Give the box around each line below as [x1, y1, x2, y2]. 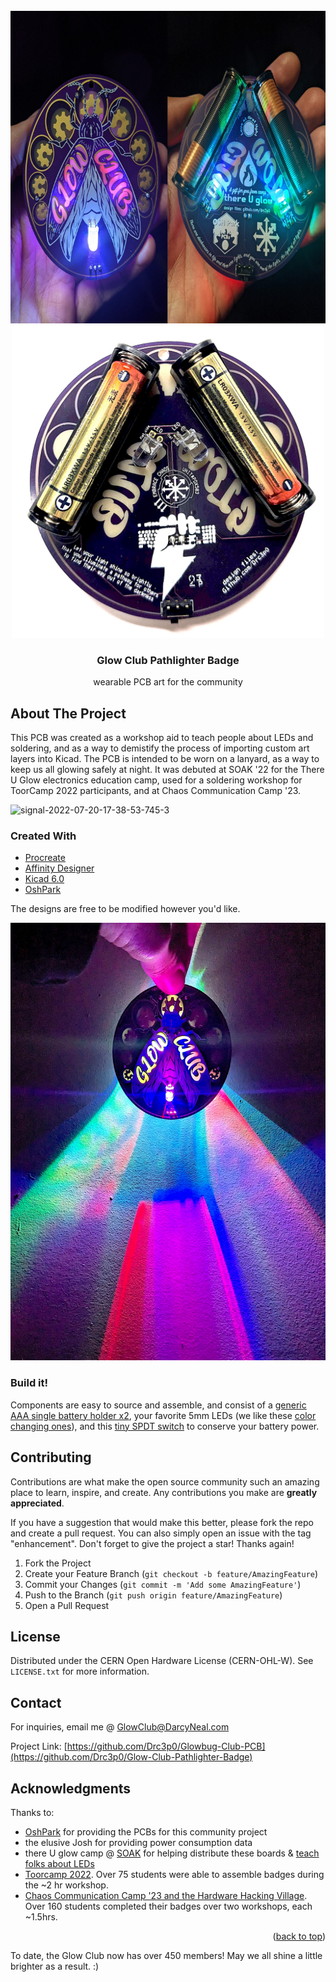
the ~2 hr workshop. [24, 1879, 109, 1891]
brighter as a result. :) [10, 1960, 100, 1972]
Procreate [24, 852, 66, 864]
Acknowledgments [10, 1780, 132, 1797]
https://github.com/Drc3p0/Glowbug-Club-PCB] [66, 1740, 266, 1753]
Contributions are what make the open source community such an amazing [10, 1475, 320, 1488]
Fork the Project [24, 1557, 92, 1569]
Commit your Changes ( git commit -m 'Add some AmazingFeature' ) [24, 1578, 302, 1590]
